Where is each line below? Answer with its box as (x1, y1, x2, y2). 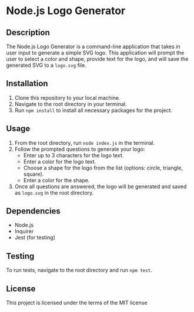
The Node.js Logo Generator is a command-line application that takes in (6, 43, 180, 50)
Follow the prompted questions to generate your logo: (14, 145, 145, 152)
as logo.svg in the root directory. (14, 189, 94, 196)
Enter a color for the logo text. (23, 158, 96, 165)
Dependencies (6, 206, 61, 216)
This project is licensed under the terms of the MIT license (6, 299, 148, 306)
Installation (6, 79, 48, 89)
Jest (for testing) (14, 234, 56, 241)
